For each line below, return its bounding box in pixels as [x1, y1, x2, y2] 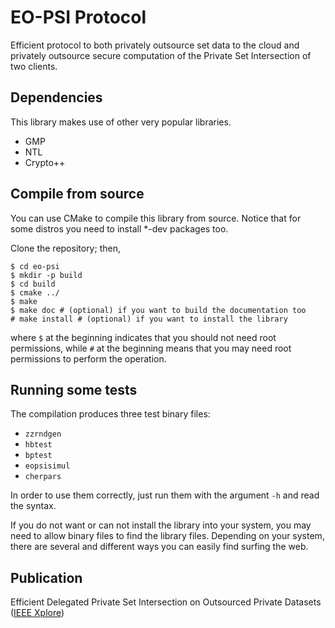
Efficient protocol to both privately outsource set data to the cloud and [10, 39, 300, 51]
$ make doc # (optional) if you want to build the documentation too [10, 305, 307, 315]
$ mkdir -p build [10, 270, 83, 280]
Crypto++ [24, 156, 66, 168]
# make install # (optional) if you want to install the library [10, 314, 288, 324]
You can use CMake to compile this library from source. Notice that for [10, 212, 302, 224]
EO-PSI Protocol [10, 6, 147, 29]
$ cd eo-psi [10, 261, 60, 271]
